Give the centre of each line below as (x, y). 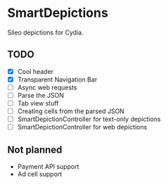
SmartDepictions (58, 13)
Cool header (35, 71)
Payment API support (48, 167)
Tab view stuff (38, 103)
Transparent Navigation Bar (57, 79)
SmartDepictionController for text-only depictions (89, 119)
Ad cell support (40, 174)
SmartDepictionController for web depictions (82, 127)
